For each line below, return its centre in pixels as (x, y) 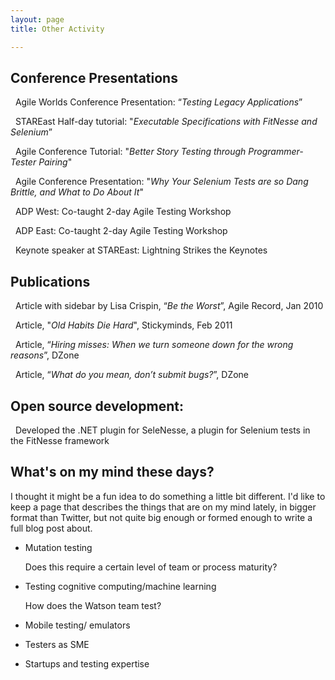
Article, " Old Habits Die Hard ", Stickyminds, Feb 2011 (123, 325)
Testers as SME (57, 644)
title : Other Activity (57, 29)
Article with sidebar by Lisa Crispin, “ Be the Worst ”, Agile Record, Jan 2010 (169, 306)
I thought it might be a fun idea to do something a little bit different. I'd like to (168, 496)
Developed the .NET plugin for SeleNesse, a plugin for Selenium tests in (162, 430)
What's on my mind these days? (112, 472)
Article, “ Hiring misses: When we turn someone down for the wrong (154, 345)
